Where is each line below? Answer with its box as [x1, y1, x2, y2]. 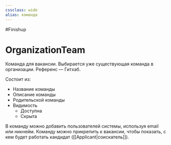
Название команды [12, 86, 55, 92]
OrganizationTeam [5, 44, 85, 56]
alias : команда [5, 12, 38, 17]
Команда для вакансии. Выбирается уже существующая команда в [5, 61, 154, 67]
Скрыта [20, 113, 37, 119]
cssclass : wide [5, 7, 38, 13]
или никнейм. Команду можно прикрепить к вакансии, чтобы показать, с [5, 129, 166, 135]
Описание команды [12, 91, 56, 98]
